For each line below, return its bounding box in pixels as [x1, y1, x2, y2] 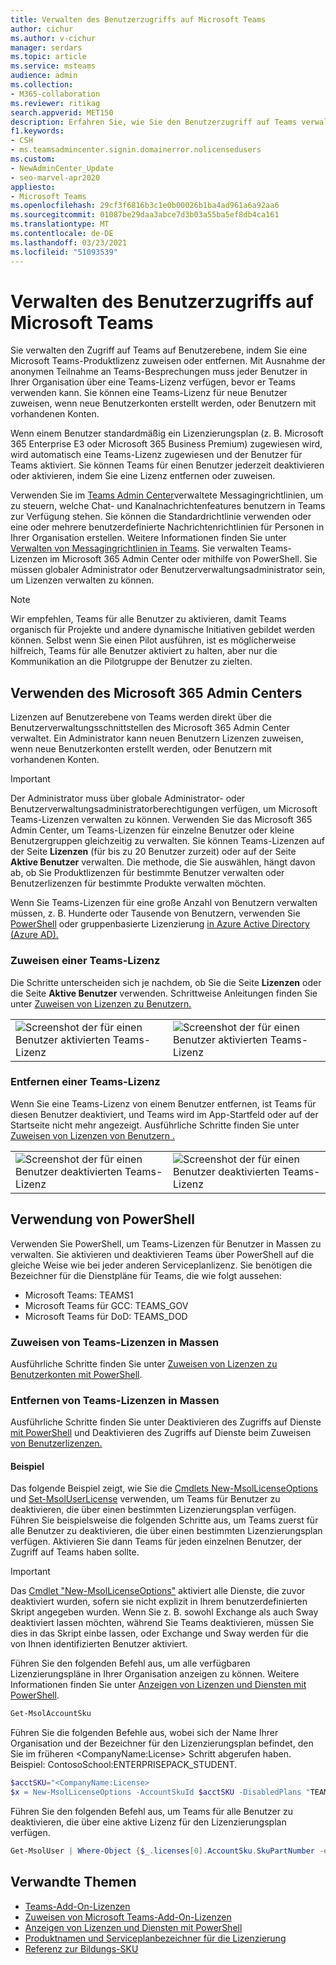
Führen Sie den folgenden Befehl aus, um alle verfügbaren [10, 1657, 251, 1670]
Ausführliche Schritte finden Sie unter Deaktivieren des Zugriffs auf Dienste [10, 1416, 322, 1428]
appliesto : [10, 182, 56, 192]
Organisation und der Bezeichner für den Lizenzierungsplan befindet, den [10, 1737, 314, 1750]
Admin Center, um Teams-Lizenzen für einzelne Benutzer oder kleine [10, 824, 295, 836]
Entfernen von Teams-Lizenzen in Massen [10, 1393, 220, 1407]
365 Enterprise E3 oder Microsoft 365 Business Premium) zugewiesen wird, [10, 438, 323, 450]
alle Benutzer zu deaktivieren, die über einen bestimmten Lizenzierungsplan [10, 1525, 323, 1537]
